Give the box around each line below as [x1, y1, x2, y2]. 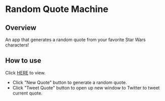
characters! [5, 42, 29, 48]
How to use [5, 56, 41, 65]
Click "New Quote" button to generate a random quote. [12, 79, 127, 85]
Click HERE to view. [5, 69, 46, 75]
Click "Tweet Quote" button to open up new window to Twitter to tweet [12, 84, 160, 90]
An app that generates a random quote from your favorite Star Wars [5, 36, 146, 42]
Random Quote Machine [5, 3, 108, 15]
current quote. [12, 90, 43, 96]
